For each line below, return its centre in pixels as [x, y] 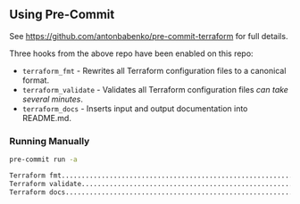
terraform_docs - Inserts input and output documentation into [135, 108]
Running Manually [50, 141]
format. [36, 80]
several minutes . [52, 99]
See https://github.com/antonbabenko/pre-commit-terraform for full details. [149, 36]
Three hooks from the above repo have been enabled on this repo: [131, 53]
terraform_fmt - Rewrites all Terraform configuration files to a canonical [154, 70]
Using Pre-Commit [62, 15]
